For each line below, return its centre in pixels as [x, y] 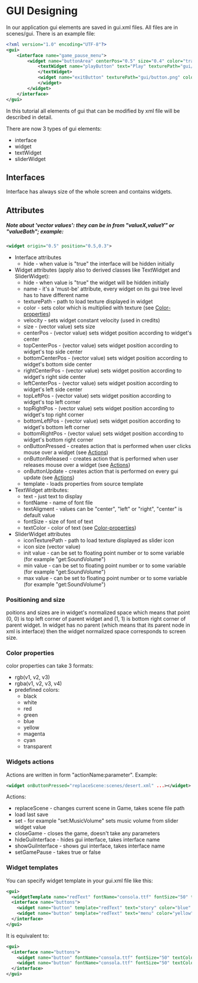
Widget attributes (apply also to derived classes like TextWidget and [97, 270]
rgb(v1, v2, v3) [32, 677]
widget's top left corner [52, 402]
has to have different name [56, 295]
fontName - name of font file [58, 502]
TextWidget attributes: [42, 490]
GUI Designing [42, 11]
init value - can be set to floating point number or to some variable [104, 553]
